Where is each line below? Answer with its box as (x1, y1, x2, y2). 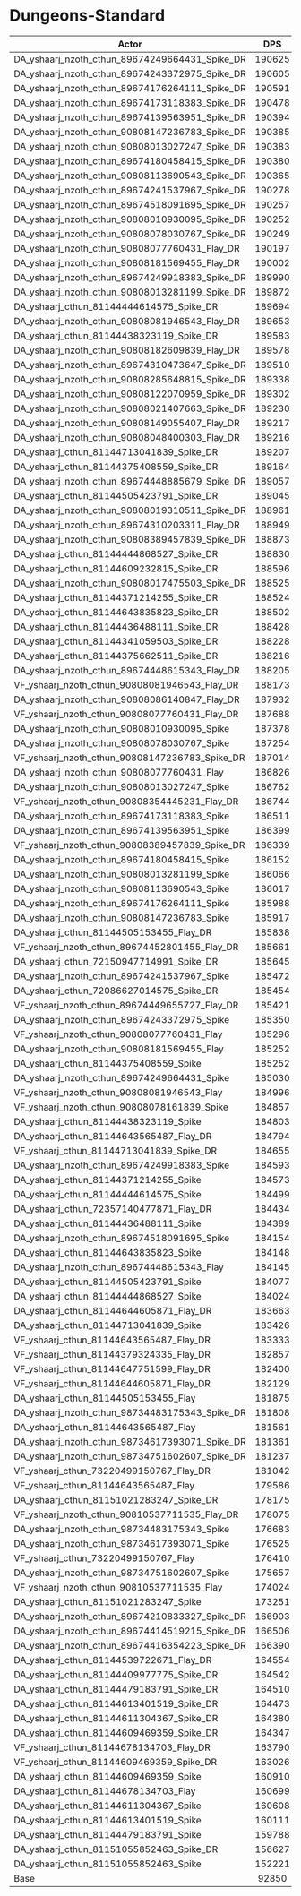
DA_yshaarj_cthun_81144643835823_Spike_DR (13, 605, 219, 618)
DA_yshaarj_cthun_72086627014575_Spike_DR (13, 984, 219, 997)
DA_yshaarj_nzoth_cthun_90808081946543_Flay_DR (13, 314, 240, 327)
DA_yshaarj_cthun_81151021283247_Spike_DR (13, 1493, 219, 1506)
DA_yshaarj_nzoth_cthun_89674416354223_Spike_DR (13, 1639, 246, 1651)
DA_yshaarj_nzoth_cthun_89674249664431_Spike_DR (13, 53, 246, 65)
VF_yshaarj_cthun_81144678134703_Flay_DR (13, 1741, 211, 1754)
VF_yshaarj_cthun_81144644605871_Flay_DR (13, 1377, 211, 1389)
